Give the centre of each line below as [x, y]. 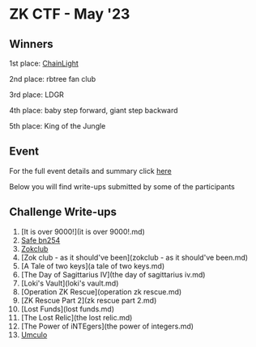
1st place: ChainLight [44, 63]
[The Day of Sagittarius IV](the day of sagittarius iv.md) [113, 274]
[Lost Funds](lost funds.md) [67, 309]
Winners [31, 44]
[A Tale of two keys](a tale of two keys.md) [93, 266]
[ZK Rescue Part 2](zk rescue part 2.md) [89, 300]
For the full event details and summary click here [91, 171]
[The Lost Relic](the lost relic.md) [77, 317]
